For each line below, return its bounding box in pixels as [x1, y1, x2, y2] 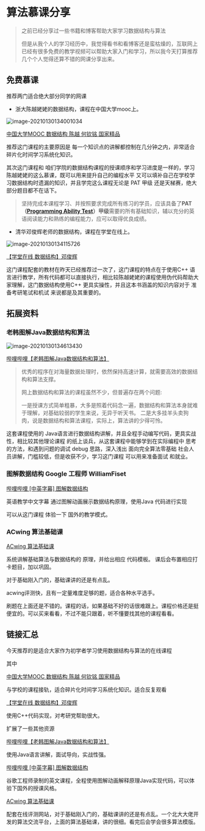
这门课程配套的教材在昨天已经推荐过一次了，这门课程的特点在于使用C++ [6, 265, 189, 273]
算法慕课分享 [6, 6, 71, 20]
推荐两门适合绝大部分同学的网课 [6, 92, 87, 100]
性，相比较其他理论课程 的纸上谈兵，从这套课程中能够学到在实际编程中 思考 [6, 438, 196, 445]
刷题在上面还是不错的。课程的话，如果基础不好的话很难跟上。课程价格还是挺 [6, 602, 199, 610]
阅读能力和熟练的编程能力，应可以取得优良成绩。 [26, 215, 150, 222]
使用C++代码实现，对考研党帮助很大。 [6, 712, 103, 719]
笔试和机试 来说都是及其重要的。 [22, 289, 104, 296]
